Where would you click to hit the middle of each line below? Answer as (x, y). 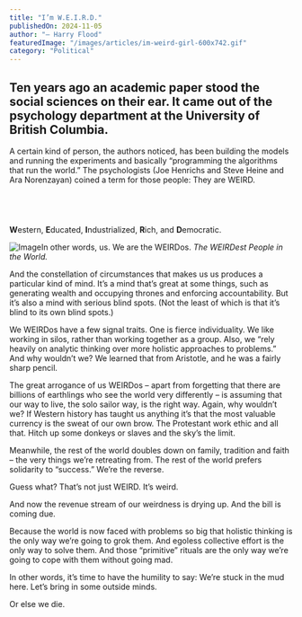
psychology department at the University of (135, 115)
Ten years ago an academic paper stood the (135, 88)
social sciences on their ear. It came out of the (141, 101)
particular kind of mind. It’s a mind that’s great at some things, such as (139, 283)
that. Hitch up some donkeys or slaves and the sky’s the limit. (122, 433)
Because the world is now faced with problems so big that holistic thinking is (151, 531)
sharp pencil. (34, 367)
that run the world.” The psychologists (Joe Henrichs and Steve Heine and (147, 170)
